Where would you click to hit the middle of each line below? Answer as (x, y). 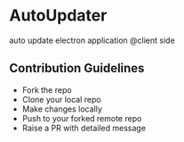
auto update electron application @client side (92, 40)
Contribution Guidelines (77, 68)
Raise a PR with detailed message (84, 128)
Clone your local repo (61, 99)
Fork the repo (47, 89)
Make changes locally (62, 109)
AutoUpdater (58, 16)
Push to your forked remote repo (82, 118)
